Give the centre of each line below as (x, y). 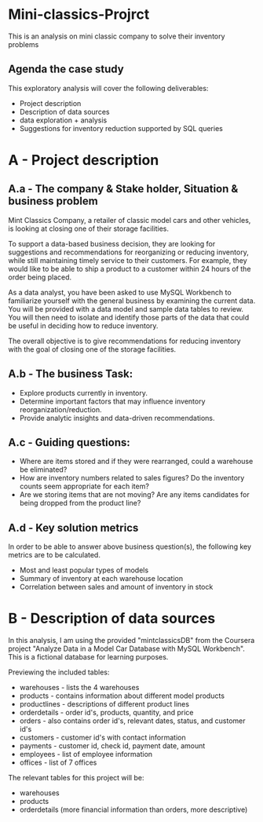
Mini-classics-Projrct (79, 15)
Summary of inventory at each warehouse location (101, 579)
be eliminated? (43, 469)
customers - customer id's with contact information (102, 738)
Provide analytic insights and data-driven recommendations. (117, 418)
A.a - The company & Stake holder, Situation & (123, 189)
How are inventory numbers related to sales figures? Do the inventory (132, 478)
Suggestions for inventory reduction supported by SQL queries (121, 128)
